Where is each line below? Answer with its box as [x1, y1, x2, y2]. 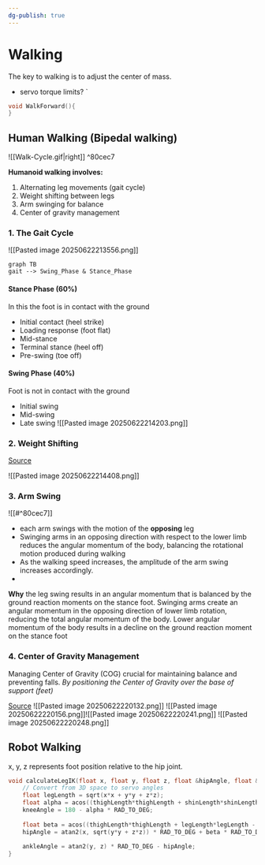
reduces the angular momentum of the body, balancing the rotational [19, 541, 244, 550]
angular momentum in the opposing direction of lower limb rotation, [8, 606, 227, 616]
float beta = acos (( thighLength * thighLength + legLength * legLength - [22, 821, 256, 829]
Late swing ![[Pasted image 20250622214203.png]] [19, 418, 188, 427]
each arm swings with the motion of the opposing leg [19, 524, 195, 533]
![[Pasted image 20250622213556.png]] [8, 245, 139, 255]
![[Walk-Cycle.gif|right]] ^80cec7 [8, 152, 115, 162]
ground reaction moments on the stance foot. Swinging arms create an [8, 598, 238, 607]
